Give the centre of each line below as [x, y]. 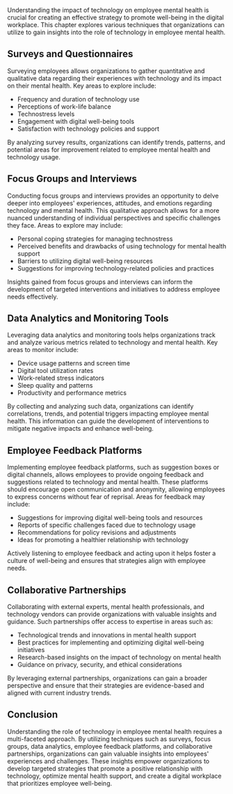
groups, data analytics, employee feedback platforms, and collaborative [110, 746]
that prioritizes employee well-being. [60, 783]
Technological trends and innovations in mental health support [107, 635]
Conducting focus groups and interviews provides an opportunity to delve [113, 196]
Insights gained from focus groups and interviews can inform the [100, 282]
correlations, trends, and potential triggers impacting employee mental [108, 414]
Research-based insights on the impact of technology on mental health [119, 658]
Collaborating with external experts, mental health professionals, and [106, 607]
